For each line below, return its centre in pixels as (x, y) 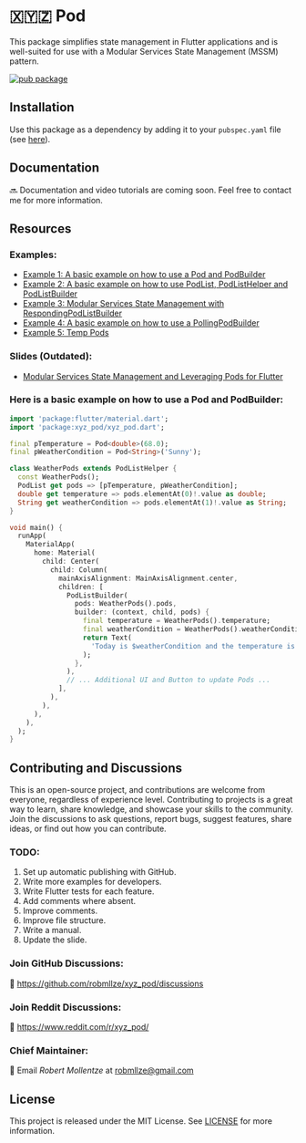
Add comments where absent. (79, 901)
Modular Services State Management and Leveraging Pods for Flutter (153, 376)
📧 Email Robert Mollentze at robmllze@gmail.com (102, 1070)
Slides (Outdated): (51, 357)
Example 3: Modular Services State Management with (123, 304)
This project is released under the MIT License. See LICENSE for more (141, 1121)
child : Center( (71, 562)
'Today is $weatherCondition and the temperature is (193, 646)
